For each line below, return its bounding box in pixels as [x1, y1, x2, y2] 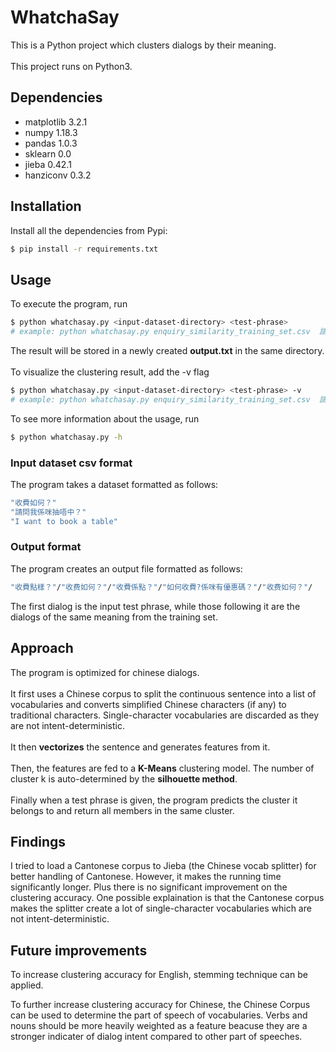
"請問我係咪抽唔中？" [10, 507, 87, 517]
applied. [10, 979, 44, 991]
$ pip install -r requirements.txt [10, 244, 159, 254]
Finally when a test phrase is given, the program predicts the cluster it [10, 794, 298, 806]
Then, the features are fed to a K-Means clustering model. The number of [10, 762, 315, 774]
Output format [10, 540, 82, 554]
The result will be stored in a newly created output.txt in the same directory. [10, 345, 325, 356]
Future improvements [10, 942, 148, 959]
